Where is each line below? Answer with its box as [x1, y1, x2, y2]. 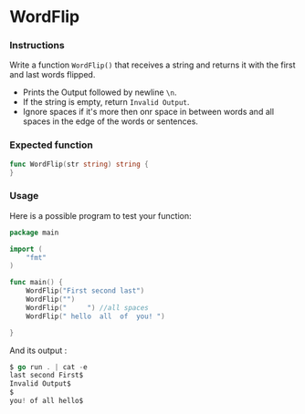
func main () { [9, 278, 64, 287]
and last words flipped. [9, 69, 96, 80]
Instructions [9, 39, 66, 52]
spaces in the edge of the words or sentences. [22, 116, 199, 127]
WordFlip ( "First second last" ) [26, 286, 145, 295]
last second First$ [9, 371, 84, 380]
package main [9, 228, 59, 237]
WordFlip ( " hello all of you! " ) [26, 312, 166, 321]
